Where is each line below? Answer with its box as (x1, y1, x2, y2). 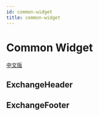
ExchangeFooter (6, 100, 70, 111)
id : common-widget (6, 9, 53, 15)
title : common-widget (6, 15, 61, 21)
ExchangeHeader (6, 80, 73, 90)
